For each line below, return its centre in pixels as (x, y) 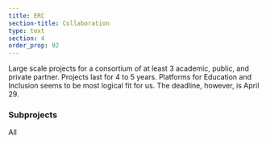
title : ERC (27, 16)
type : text (27, 31)
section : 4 (27, 38)
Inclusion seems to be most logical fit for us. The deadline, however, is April (134, 86)
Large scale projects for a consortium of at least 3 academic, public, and (129, 68)
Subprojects (33, 115)
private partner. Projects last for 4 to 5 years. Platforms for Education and (130, 77)
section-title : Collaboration (59, 23)
